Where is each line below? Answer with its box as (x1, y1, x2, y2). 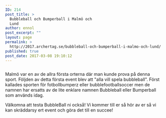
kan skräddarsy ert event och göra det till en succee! (5, 107, 113, 113)
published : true (5, 49, 39, 54)
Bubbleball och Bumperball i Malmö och (9, 16, 92, 21)
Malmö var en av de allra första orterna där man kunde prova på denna (5, 71, 150, 77)
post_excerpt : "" (5, 30, 41, 35)
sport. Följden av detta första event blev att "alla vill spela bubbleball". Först (5, 76, 160, 82)
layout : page (5, 35, 32, 40)
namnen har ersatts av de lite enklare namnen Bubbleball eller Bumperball (5, 87, 157, 93)
